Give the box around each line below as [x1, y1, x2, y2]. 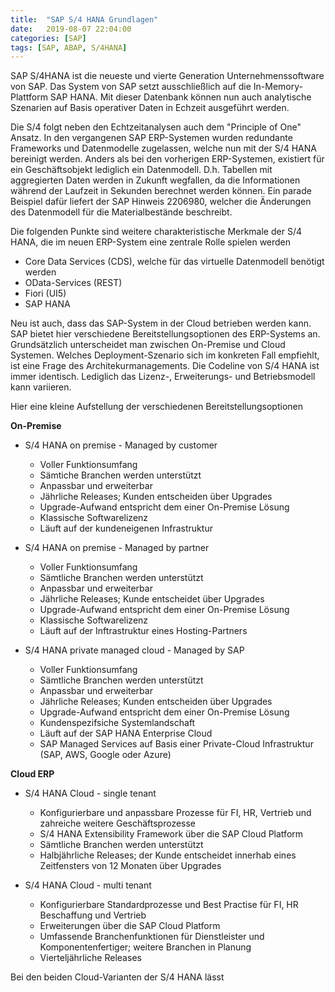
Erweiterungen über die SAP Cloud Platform [39, 920, 221, 932]
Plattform [10, 91, 48, 103]
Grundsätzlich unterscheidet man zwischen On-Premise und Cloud [10, 339, 286, 351]
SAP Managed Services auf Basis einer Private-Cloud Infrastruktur [39, 738, 314, 750]
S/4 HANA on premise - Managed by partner [24, 542, 210, 554]
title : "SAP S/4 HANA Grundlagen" [10, 14, 159, 25]
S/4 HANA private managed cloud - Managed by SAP [24, 644, 245, 656]
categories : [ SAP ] [10, 33, 87, 43]
